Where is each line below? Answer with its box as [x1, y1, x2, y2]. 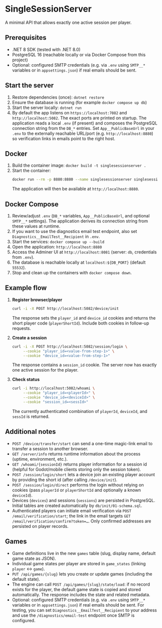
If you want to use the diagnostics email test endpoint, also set [12, 229, 137, 234]
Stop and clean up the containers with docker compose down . [12, 270, 132, 276]
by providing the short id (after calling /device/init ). [12, 477, 118, 483]
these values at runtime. [12, 223, 61, 229]
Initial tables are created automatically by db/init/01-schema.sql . [12, 502, 142, 508]
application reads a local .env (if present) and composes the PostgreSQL [12, 120, 158, 126]
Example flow [5, 284, 47, 292]
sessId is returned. [12, 413, 49, 419]
